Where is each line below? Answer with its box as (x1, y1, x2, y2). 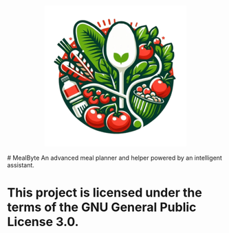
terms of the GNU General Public (7, 199, 197, 215)
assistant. (7, 161, 34, 169)
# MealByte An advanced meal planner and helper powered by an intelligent (7, 154, 222, 162)
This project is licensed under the (7, 185, 203, 201)
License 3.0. (7, 214, 79, 230)
